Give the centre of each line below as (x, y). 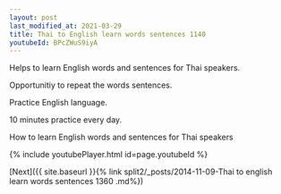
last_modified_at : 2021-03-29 (66, 26)
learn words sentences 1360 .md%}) (77, 181)
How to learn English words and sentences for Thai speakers (122, 137)
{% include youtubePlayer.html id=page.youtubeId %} (109, 155)
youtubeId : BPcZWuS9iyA (54, 42)
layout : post (34, 17)
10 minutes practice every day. (66, 120)
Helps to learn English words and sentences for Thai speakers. (125, 68)
